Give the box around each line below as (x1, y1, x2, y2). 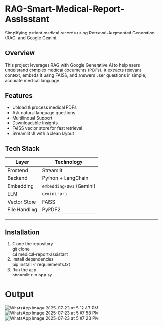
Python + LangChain (42, 175, 89, 182)
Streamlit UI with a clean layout (12, 130, 74, 136)
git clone (12, 246, 30, 252)
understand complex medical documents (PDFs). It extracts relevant (5, 67, 142, 73)
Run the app (12, 267, 37, 273)
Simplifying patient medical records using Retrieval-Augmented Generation (5, 30, 155, 35)
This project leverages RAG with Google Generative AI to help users (5, 62, 140, 68)
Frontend (7, 167, 28, 173)
